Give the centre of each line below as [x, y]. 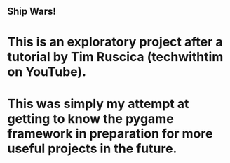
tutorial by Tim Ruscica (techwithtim [115, 57]
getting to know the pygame [90, 118]
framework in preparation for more [110, 133]
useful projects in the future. [92, 149]
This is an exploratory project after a [115, 42]
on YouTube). [47, 71]
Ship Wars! [32, 12]
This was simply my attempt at [98, 104]
